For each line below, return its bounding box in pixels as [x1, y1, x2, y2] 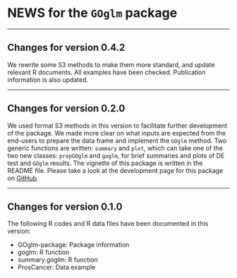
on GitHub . [7, 174, 39, 182]
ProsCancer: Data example [17, 263, 96, 272]
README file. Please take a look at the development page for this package [7, 166, 224, 174]
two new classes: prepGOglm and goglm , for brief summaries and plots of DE [7, 151, 225, 159]
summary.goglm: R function [17, 255, 99, 264]
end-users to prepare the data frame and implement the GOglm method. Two [7, 136, 227, 145]
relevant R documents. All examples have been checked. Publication [7, 68, 206, 76]
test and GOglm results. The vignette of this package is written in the [7, 159, 203, 167]
